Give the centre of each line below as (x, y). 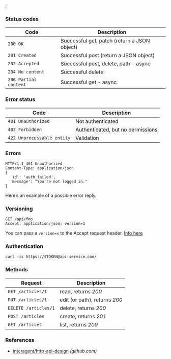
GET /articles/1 (27, 291)
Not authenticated (97, 121)
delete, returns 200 (83, 308)
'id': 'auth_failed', (33, 177)
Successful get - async (89, 82)
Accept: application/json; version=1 (45, 224)
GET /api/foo (19, 219)
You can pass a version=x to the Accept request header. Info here (74, 233)
